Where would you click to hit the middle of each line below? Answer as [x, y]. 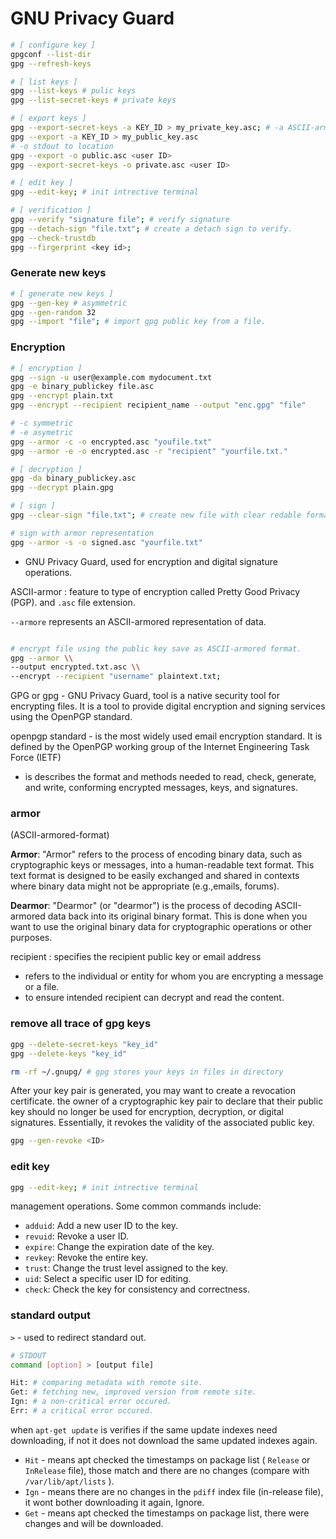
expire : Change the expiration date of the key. [119, 1247]
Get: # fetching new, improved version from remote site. [133, 1392]
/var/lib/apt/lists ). [69, 1481]
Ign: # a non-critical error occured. [91, 1402]
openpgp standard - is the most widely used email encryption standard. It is [166, 736]
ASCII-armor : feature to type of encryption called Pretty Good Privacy [155, 591]
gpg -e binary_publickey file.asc [82, 387]
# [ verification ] [51, 210]
